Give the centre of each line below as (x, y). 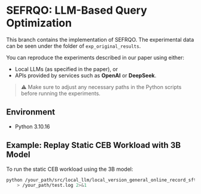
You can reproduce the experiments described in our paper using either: (95, 57)
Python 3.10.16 (32, 127)
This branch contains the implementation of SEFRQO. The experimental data (100, 39)
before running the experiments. (60, 93)
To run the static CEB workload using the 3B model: (70, 169)
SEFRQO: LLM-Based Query (77, 10)
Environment (31, 112)
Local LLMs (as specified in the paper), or (66, 69)
